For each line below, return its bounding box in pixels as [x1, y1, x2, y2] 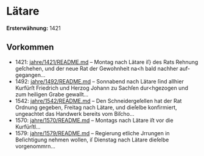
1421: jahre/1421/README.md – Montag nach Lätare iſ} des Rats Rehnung [15, 58, 199, 65]
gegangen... [15, 71, 46, 79]
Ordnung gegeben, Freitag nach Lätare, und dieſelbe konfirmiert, [15, 104, 178, 111]
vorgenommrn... [15, 142, 56, 150]
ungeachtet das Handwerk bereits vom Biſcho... [15, 110, 135, 117]
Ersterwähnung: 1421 [6, 24, 61, 32]
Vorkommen [6, 42, 54, 52]
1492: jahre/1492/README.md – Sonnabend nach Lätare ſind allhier [15, 77, 184, 85]
